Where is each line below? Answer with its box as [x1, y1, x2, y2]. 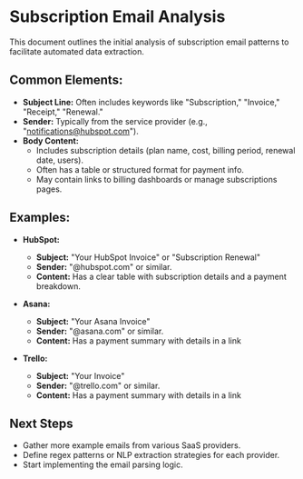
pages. [35, 184, 63, 195]
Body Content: [22, 135, 79, 146]
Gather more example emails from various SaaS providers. [22, 440, 241, 451]
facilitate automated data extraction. [9, 45, 145, 56]
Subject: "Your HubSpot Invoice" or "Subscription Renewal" [35, 252, 261, 263]
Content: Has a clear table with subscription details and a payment [35, 271, 288, 282]
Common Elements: [9, 73, 123, 88]
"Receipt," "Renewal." [22, 106, 104, 117]
